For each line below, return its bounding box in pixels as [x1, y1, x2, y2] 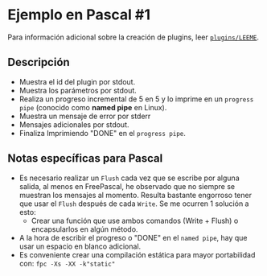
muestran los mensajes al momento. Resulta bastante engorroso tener [18, 190, 253, 200]
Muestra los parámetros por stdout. [18, 85, 138, 95]
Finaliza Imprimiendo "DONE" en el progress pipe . [18, 128, 187, 138]
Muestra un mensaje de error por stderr [18, 111, 151, 121]
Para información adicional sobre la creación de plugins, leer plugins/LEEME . [7, 32, 259, 42]
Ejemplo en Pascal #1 [7, 6, 150, 24]
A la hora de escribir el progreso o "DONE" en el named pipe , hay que [18, 233, 248, 242]
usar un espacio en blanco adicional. [18, 241, 142, 251]
